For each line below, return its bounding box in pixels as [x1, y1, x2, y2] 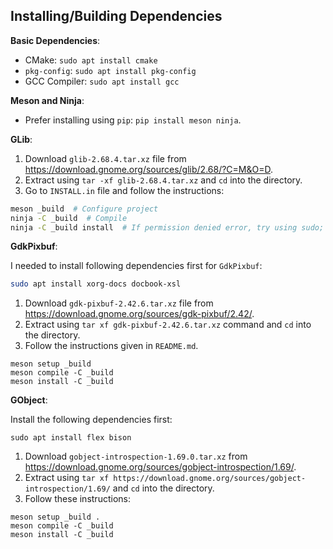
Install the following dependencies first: [10, 414, 173, 426]
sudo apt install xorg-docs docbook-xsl [10, 279, 182, 289]
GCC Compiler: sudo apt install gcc [24, 75, 180, 87]
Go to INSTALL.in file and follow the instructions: [24, 184, 225, 196]
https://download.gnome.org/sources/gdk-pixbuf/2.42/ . [24, 308, 255, 320]
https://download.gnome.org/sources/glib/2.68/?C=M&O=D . [24, 163, 274, 175]
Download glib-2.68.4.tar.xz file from [24, 152, 187, 164]
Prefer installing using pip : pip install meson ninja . [24, 114, 242, 126]
